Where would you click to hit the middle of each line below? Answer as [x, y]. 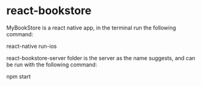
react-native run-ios [32, 46]
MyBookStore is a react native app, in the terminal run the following [91, 28]
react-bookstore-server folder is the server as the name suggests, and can [101, 58]
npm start [19, 76]
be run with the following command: [52, 64]
